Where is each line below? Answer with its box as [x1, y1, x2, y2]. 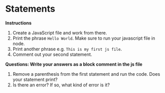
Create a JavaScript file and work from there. [12, 29, 108, 36]
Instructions [5, 20, 32, 26]
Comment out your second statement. [12, 51, 92, 57]
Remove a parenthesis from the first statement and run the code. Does [12, 71, 160, 77]
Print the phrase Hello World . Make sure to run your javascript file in [12, 35, 155, 41]
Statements [5, 3, 56, 15]
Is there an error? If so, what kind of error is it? [12, 82, 110, 88]
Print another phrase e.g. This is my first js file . [12, 46, 122, 52]
